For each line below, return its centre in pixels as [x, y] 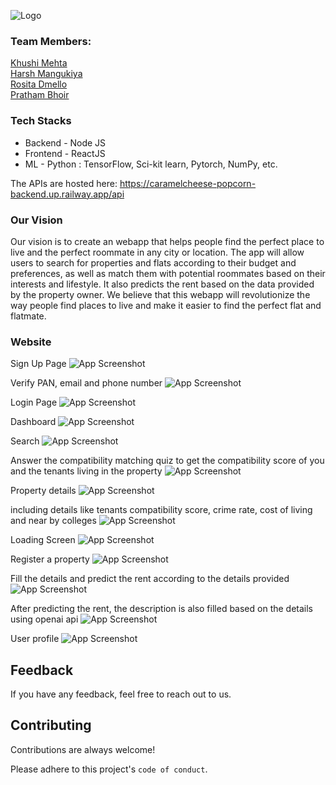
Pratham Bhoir [40, 95]
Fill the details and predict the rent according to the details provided [150, 579]
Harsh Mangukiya [46, 74]
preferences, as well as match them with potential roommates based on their [168, 273]
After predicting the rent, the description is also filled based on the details [162, 609]
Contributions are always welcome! [83, 749]
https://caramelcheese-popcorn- [188, 183]
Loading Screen [43, 540]
